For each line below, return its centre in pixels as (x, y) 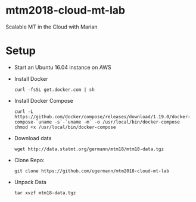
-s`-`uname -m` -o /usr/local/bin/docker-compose (117, 122)
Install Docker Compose (44, 100)
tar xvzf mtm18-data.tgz (45, 193)
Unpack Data (30, 182)
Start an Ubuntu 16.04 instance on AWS (63, 67)
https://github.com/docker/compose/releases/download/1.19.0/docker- (102, 116)
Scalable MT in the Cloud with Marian (52, 27)
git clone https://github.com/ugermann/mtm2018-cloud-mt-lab (92, 171)
